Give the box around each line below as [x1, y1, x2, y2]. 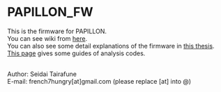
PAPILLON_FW [7, 4, 93, 20]
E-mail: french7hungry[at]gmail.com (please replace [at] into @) [7, 77, 192, 85]
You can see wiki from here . [7, 34, 88, 42]
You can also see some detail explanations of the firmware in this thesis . [7, 42, 215, 50]
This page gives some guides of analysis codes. [7, 49, 146, 57]
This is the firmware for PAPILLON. [7, 27, 107, 35]
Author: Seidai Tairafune [7, 70, 77, 78]
